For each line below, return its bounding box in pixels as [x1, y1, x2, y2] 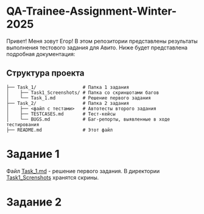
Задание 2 [6, 195, 62, 209]
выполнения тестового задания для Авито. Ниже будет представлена [6, 44, 188, 51]
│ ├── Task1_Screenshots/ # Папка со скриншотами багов [6, 90, 160, 96]
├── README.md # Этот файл [6, 127, 113, 133]
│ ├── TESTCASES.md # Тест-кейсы [6, 111, 116, 117]
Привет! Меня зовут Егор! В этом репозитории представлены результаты [6, 37, 198, 45]
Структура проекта [6, 68, 85, 79]
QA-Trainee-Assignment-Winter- [6, 4, 177, 18]
